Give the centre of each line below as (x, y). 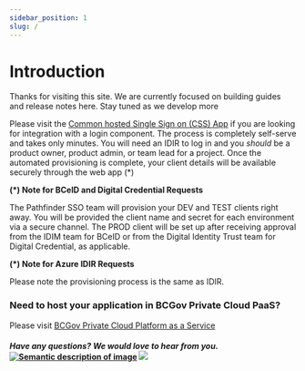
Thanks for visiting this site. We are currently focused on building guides (145, 97)
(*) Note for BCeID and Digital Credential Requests (106, 190)
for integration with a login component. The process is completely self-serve (153, 134)
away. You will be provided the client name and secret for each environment (152, 217)
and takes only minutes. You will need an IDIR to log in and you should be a (150, 143)
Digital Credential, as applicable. (70, 246)
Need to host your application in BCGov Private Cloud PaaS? (145, 305)
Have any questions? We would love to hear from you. (114, 346)
